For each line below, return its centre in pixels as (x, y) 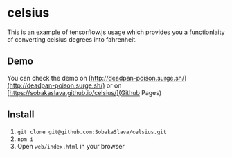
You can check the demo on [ (49, 78)
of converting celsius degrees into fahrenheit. (72, 39)
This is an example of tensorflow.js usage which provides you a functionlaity (116, 32)
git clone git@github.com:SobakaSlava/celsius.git (92, 132)
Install (21, 115)
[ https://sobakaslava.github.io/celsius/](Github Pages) (84, 92)
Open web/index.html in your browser (71, 146)
